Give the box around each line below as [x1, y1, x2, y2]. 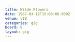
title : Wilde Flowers [5, 7, 49, 12]
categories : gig [5, 20, 38, 26]
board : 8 [5, 25, 23, 30]
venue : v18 [5, 16, 27, 21]
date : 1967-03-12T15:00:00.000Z [5, 12, 70, 16]
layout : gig [5, 29, 29, 34]
